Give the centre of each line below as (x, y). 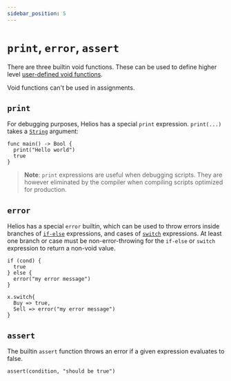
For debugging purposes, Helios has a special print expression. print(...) (114, 124)
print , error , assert (63, 47)
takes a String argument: (43, 131)
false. (15, 359)
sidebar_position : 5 (37, 13)
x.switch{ (21, 297)
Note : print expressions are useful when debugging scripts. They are (123, 175)
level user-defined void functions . (55, 74)
